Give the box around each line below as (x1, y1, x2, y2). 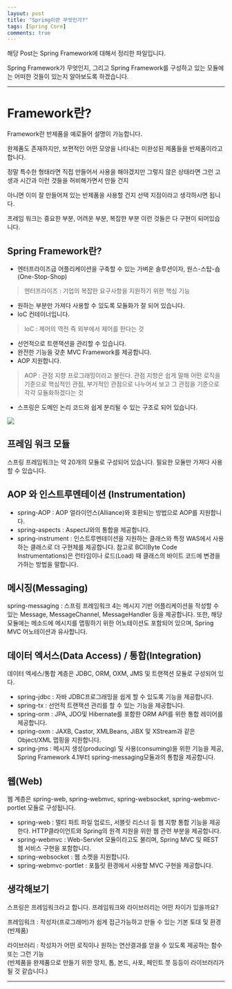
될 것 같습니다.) (7, 967, 48, 975)
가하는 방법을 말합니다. (17, 560, 79, 568)
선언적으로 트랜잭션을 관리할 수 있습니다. (17, 340, 126, 347)
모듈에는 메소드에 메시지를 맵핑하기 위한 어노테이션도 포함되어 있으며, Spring (7, 619, 214, 627)
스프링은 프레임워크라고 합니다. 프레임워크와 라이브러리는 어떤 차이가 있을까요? (7, 903, 219, 911)
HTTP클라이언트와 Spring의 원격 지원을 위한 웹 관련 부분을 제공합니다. (32, 827, 222, 835)
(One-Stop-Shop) (17, 273, 68, 280)
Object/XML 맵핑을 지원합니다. (17, 736, 101, 744)
